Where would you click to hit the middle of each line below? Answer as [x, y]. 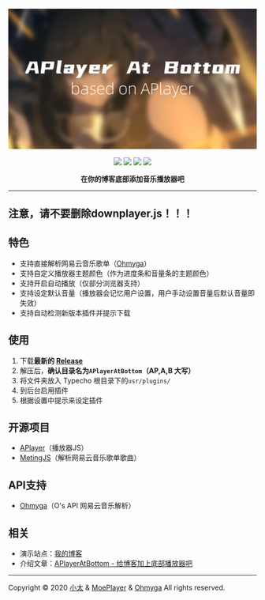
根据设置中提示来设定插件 [61, 400]
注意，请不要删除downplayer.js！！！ [101, 213]
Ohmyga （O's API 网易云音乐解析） [77, 506]
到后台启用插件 [44, 390]
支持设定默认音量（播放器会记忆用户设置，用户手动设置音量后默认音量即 [137, 292]
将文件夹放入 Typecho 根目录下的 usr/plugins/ [95, 380]
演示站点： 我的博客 [51, 553]
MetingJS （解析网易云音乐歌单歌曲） [80, 458]
